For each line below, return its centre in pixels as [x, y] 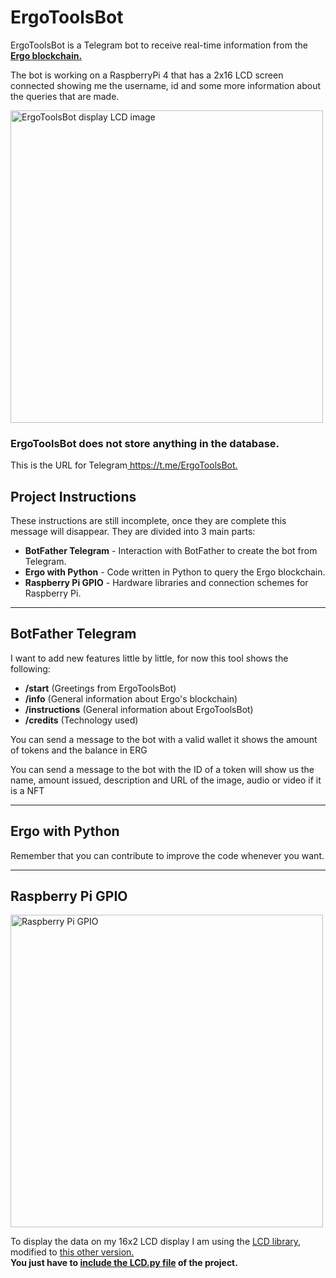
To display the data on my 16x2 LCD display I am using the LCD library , [156, 1242]
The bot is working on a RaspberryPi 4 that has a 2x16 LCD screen [147, 75]
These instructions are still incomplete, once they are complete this [148, 521]
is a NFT [27, 790]
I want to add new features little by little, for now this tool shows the [149, 658]
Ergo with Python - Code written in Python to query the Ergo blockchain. [175, 572]
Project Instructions [73, 496]
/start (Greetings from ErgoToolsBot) [100, 688]
